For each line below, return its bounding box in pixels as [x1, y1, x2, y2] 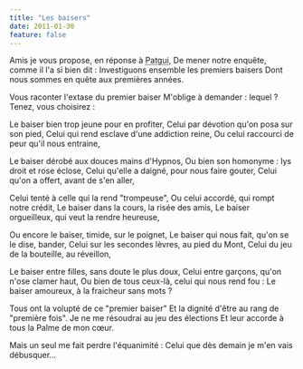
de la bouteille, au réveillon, [9, 248, 111, 259]
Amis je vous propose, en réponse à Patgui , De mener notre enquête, [9, 55, 267, 66]
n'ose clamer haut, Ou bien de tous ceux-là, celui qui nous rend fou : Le [9, 276, 276, 286]
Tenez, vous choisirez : [9, 102, 96, 112]
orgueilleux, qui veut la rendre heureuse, [9, 212, 160, 223]
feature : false [9, 30, 67, 39]
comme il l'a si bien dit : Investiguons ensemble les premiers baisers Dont [9, 64, 283, 75]
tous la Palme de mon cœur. [9, 323, 115, 334]
